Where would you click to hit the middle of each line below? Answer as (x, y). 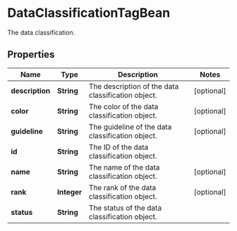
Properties (31, 55)
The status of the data (125, 208)
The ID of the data (119, 147)
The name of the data (124, 167)
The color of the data (123, 106)
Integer (69, 192)
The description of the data (134, 86)
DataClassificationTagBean (89, 13)
